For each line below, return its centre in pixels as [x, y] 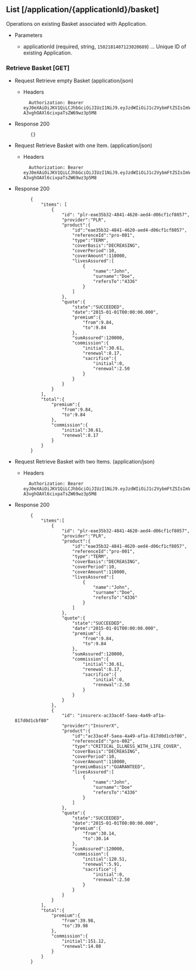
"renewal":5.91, [102, 865]
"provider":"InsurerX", [90, 726]
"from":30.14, [100, 834]
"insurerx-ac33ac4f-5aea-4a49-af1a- [122, 716]
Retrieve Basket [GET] [38, 68]
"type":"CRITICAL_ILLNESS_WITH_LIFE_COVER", [127, 747]
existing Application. [48, 53]
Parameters [28, 35]
